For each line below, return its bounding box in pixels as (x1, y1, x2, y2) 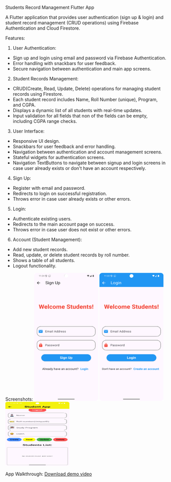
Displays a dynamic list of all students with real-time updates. (12, 107, 142, 113)
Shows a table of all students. (12, 257, 75, 263)
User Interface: (12, 128, 45, 134)
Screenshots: (5, 396, 33, 402)
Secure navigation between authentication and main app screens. (12, 66, 152, 72)
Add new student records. (12, 247, 68, 252)
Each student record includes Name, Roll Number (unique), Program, (12, 97, 158, 102)
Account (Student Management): (12, 236, 82, 243)
